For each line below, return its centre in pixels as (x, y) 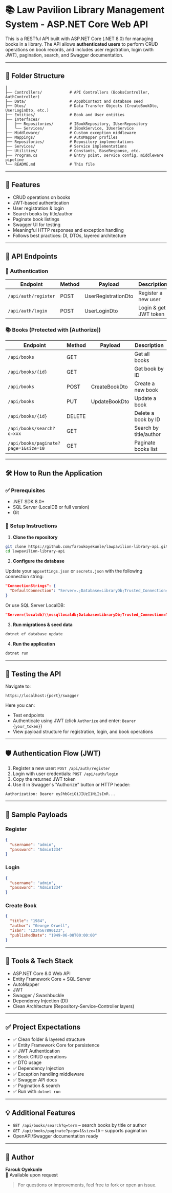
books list (146, 449)
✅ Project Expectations (43, 1027)
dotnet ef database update (34, 634)
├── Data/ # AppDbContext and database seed (74, 101)
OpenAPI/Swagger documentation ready (56, 1136)
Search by (147, 428)
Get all (142, 354)
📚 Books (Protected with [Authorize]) (53, 330)
